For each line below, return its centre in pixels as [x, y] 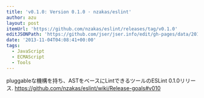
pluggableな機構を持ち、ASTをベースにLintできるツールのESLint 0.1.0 [93, 80]
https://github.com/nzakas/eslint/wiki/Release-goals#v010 [87, 88]
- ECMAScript [28, 57]
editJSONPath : [24, 34]
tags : [13, 46]
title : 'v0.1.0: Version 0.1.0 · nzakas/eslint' [69, 12]
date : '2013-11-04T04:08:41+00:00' [51, 40]
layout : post [23, 23]
